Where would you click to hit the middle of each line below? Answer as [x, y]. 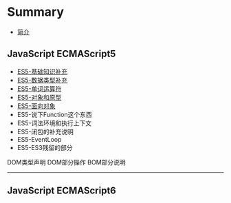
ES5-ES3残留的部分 [45, 147]
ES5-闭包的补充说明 [45, 131]
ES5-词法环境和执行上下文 [54, 123]
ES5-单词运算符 [39, 88]
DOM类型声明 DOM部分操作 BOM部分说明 [66, 162]
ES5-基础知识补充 [42, 71]
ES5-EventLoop [39, 139]
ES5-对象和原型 [39, 97]
